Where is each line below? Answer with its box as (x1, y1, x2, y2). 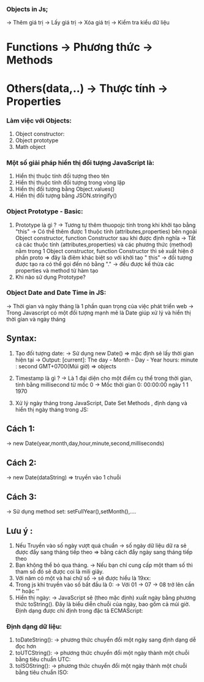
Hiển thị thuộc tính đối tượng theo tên (15, 172, 110, 180)
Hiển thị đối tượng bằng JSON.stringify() (15, 192, 118, 199)
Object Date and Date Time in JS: (6, 289, 107, 297)
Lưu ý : (6, 526, 33, 536)
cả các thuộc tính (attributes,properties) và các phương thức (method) (15, 241, 193, 248)
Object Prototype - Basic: (6, 207, 84, 216)
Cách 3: (6, 491, 37, 502)
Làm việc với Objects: (6, 116, 72, 124)
